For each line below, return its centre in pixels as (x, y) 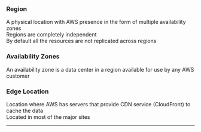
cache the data (25, 110)
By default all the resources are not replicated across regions (81, 41)
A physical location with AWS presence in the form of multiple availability (96, 22)
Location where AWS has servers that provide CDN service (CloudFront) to (98, 104)
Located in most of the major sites (48, 117)
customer (18, 76)
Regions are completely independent (51, 35)
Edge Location (28, 91)
